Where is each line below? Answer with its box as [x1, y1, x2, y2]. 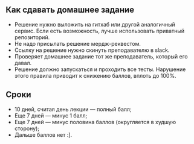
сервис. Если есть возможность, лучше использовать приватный [14, 27, 185, 34]
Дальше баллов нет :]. [14, 131, 73, 138]
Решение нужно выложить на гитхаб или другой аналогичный [14, 20, 176, 28]
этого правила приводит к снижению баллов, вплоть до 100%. [14, 72, 176, 79]
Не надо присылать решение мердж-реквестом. [14, 40, 141, 47]
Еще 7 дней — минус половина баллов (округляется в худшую [14, 118, 176, 125]
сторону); [14, 125, 40, 132]
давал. [14, 59, 32, 66]
